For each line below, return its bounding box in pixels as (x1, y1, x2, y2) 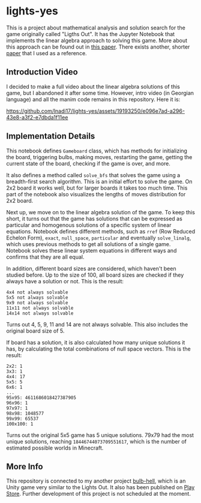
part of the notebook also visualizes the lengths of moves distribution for (6, 190, 186, 197)
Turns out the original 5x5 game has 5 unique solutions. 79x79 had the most (6, 431, 194, 439)
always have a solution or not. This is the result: (6, 277, 124, 285)
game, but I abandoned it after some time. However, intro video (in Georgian (6, 89, 194, 97)
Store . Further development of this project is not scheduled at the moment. (6, 490, 191, 498)
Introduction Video (6, 67, 78, 77)
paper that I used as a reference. (6, 49, 87, 56)
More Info (6, 461, 43, 472)
